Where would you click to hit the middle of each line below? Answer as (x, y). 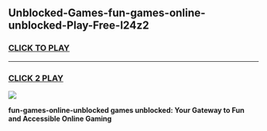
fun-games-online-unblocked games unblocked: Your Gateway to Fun (126, 110)
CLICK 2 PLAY (36, 78)
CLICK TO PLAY (39, 48)
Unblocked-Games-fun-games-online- (107, 13)
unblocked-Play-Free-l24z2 (79, 26)
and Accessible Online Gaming (60, 118)
